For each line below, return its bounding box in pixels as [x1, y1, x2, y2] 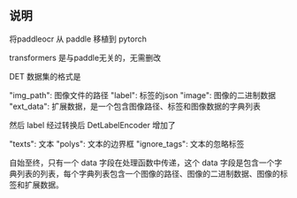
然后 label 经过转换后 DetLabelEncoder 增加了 [9, 119, 176, 130]
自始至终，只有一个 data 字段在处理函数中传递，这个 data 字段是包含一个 [9, 157, 275, 168]
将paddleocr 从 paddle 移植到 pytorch [9, 34, 148, 44]
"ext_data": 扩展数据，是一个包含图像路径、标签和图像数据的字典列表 [9, 101, 261, 111]
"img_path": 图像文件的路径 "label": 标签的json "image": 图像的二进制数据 [9, 89, 277, 100]
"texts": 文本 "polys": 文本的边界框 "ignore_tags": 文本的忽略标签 [9, 138, 245, 148]
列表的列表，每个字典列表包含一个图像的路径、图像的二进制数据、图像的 [16, 168, 280, 179]
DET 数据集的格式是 [9, 71, 81, 81]
